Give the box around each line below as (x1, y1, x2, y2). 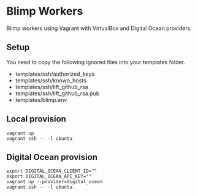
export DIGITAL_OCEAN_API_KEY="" (6, 173, 92, 180)
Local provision (6, 114, 66, 125)
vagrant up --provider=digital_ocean (6, 179, 103, 185)
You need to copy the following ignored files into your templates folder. (6, 58, 186, 65)
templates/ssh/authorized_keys (15, 70, 95, 78)
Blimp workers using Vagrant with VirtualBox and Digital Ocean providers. (6, 24, 192, 32)
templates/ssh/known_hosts (15, 76, 87, 84)
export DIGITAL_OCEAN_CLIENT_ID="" (6, 168, 97, 175)
